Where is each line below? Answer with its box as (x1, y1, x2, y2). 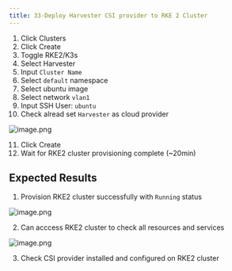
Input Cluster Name (20, 67, 82, 76)
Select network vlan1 (20, 92, 90, 101)
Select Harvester (20, 59, 76, 68)
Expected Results (9, 171, 97, 185)
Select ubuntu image (20, 84, 89, 94)
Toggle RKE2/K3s (20, 50, 78, 59)
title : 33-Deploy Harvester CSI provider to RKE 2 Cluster (9, 11, 208, 20)
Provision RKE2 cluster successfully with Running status (20, 192, 203, 202)
